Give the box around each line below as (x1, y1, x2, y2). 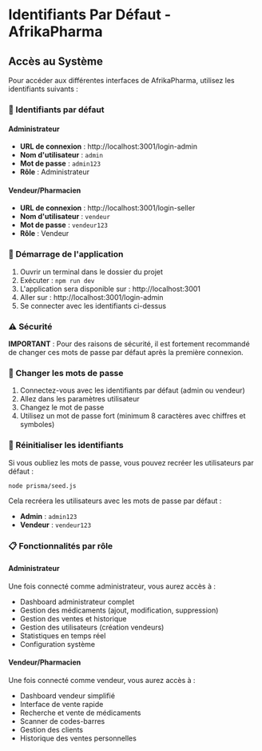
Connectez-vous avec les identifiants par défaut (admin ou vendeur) (19, 385, 245, 395)
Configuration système (19, 639, 96, 649)
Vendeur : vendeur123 (19, 520, 92, 529)
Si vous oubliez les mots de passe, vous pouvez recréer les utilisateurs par (8, 457, 254, 467)
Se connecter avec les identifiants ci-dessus (19, 301, 166, 310)
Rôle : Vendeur (19, 229, 69, 238)
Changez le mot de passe (19, 402, 105, 413)
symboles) (19, 420, 55, 429)
